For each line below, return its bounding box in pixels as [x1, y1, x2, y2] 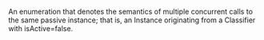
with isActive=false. [8, 24, 74, 33]
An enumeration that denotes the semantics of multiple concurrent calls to [8, 7, 254, 16]
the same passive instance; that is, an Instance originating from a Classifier [8, 15, 256, 25]
